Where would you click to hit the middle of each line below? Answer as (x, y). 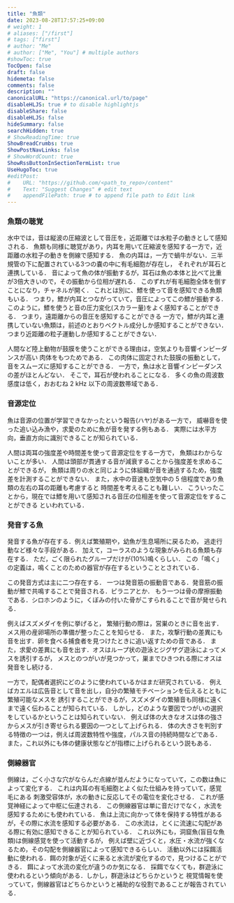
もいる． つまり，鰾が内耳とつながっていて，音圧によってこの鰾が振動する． (117, 299)
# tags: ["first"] (34, 40)
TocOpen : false (29, 66)
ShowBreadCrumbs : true (40, 144)
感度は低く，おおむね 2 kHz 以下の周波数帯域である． (85, 384)
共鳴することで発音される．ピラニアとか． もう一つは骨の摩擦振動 (127, 591)
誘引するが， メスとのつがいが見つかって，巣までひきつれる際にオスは (120, 658)
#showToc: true (29, 59)
